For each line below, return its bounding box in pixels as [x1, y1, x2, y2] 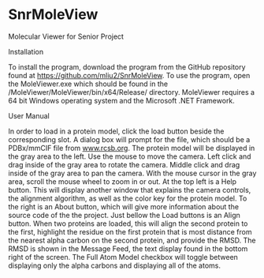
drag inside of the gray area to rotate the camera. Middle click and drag [8, 160, 240, 169]
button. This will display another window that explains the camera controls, [8, 185, 251, 194]
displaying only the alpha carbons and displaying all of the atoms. [8, 261, 221, 270]
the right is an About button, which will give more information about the [8, 201, 239, 211]
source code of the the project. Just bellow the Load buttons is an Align [8, 210, 240, 220]
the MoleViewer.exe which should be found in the [8, 79, 168, 88]
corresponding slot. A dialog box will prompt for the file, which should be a [8, 134, 251, 144]
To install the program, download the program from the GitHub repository [8, 62, 246, 72]
